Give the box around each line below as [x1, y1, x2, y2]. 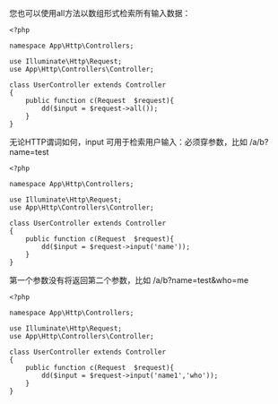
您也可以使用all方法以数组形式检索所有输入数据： [9, 8, 191, 18]
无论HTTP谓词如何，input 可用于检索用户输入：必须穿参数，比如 [9, 137, 248, 147]
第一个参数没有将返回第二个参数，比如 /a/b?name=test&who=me [9, 275, 249, 285]
